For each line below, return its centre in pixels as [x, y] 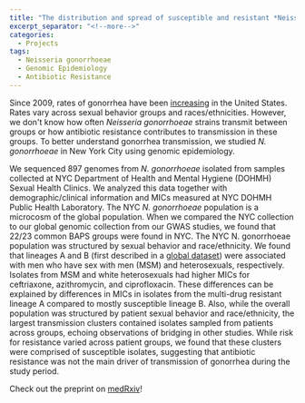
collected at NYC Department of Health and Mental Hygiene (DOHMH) [141, 178]
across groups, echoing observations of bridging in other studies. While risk [151, 332]
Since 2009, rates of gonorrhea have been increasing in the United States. [148, 103]
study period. [34, 371]
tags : [20, 52]
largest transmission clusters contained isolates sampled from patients [142, 322]
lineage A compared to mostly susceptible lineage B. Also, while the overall [150, 303]
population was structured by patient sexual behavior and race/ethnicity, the [152, 313]
